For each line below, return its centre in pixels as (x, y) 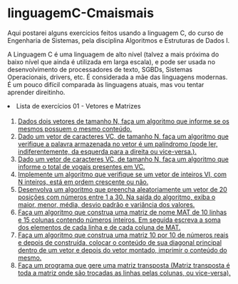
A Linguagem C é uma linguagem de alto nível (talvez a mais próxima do (113, 54)
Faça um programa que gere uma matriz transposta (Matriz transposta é (124, 265)
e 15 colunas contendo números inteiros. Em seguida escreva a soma (119, 220)
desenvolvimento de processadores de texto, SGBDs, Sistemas (100, 69)
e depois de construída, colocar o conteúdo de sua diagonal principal (120, 242)
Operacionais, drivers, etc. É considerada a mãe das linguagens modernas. (118, 77)
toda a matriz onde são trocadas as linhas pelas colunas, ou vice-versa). (124, 273)
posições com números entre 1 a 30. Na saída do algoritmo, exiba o (117, 197)
